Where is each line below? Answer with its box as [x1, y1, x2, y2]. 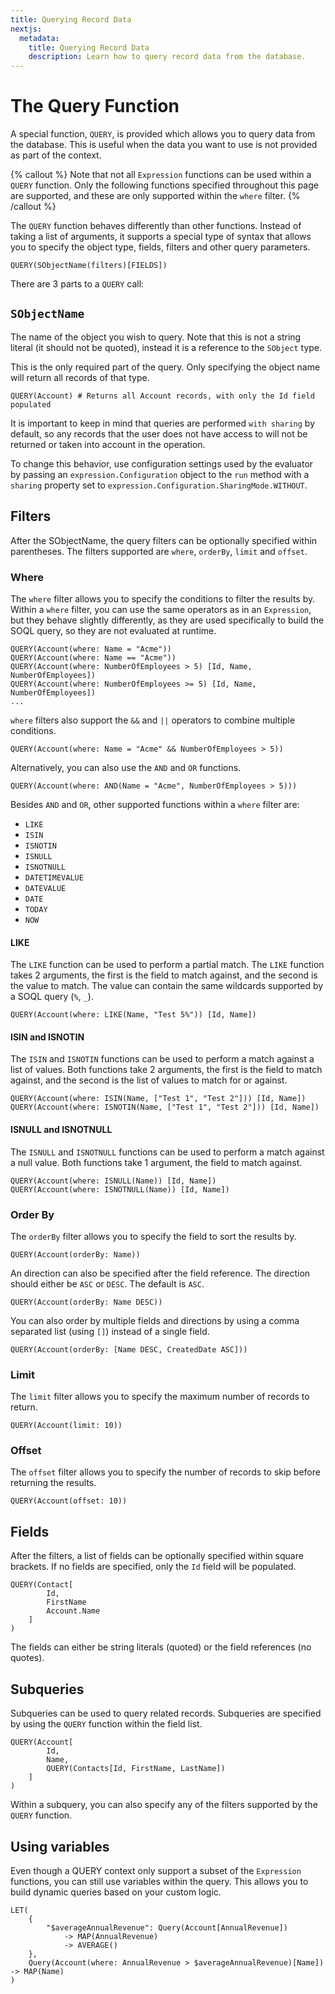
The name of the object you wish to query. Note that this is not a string [10, 331, 302, 343]
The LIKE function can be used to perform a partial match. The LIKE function [10, 959, 325, 971]
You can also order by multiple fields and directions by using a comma [10, 1314, 300, 1326]
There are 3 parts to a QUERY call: [10, 278, 145, 290]
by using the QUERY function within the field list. [10, 1718, 203, 1730]
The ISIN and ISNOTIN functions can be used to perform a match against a [10, 1053, 315, 1065]
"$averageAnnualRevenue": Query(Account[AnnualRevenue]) [46, 1922, 288, 1933]
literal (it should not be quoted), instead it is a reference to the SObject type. [10, 341, 323, 353]
